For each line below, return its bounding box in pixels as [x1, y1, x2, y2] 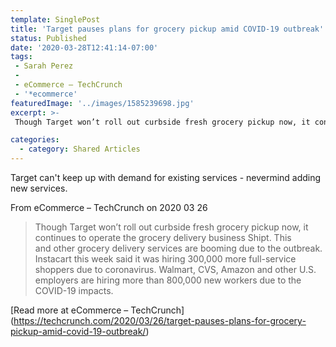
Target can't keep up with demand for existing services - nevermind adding [10, 172, 322, 183]
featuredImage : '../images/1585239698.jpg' [10, 98, 195, 108]
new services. [10, 182, 68, 194]
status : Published [10, 33, 87, 43]
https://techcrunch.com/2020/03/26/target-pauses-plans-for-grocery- [13, 315, 307, 326]
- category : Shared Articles [19, 144, 141, 155]
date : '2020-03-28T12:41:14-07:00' [10, 42, 159, 53]
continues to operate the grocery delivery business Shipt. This [34, 232, 292, 243]
